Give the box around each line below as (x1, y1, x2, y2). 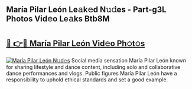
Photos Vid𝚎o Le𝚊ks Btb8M (6, 14, 110, 24)
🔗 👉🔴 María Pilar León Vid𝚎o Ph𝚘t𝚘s (6, 38, 145, 48)
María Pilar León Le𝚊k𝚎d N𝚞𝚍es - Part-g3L (6, 5, 167, 15)
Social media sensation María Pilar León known (71, 57, 186, 64)
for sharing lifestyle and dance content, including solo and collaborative (6, 64, 181, 70)
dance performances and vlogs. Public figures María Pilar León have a (6, 70, 177, 77)
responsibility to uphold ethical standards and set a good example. (6, 76, 168, 83)
